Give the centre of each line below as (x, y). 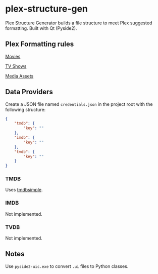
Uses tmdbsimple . (24, 190)
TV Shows (16, 66)
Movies (13, 56)
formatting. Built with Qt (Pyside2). (41, 28)
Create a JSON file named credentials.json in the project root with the (79, 104)
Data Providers (29, 92)
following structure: (25, 109)
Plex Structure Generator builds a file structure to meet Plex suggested (79, 23)
